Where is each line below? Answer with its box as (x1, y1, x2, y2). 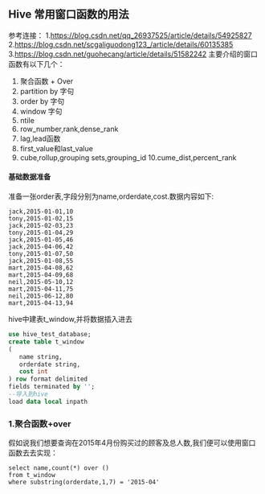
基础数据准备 (8, 172, 51, 182)
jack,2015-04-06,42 (8, 243, 74, 251)
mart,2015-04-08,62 (8, 264, 74, 272)
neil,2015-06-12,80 (8, 292, 74, 300)
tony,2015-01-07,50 (8, 250, 74, 258)
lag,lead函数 (19, 134, 61, 143)
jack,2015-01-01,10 (8, 208, 74, 216)
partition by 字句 (19, 86, 75, 96)
